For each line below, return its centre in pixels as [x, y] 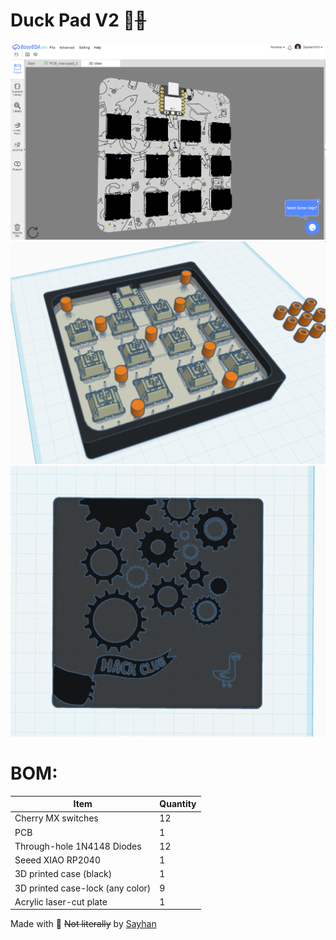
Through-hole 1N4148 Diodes [78, 846]
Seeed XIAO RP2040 [58, 860]
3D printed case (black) [63, 874]
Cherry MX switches [56, 818]
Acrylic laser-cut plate [61, 901]
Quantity [178, 804]
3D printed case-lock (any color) [83, 888]
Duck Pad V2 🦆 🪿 [78, 20]
